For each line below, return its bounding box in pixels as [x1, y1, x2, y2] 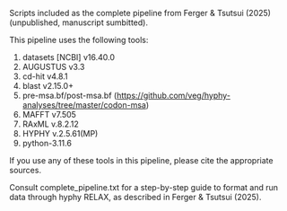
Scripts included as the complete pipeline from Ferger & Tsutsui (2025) [9, 8, 272, 18]
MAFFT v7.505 [22, 110, 76, 119]
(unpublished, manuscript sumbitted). [9, 17, 148, 28]
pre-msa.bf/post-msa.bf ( [22, 90, 117, 101]
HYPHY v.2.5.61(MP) [22, 128, 99, 138]
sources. [9, 165, 42, 175]
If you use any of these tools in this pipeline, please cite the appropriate [9, 155, 274, 165]
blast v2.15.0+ [22, 81, 74, 91]
